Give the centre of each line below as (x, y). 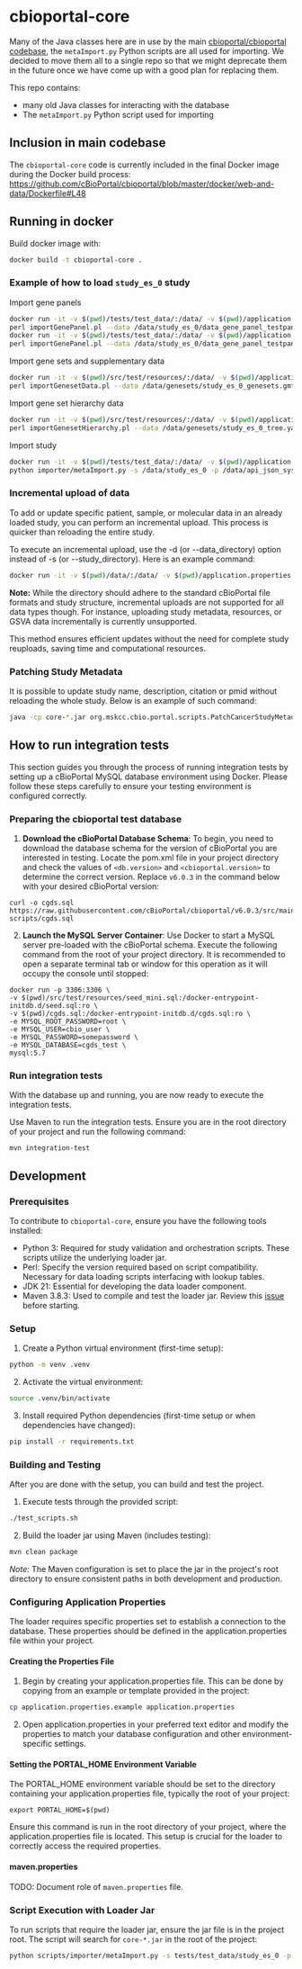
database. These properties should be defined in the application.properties (148, 1632)
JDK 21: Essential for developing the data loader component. (134, 1286)
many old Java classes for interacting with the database (126, 104)
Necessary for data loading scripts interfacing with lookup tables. (143, 1276)
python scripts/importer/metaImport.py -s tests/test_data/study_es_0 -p (151, 1956)
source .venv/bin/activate (60, 1398)
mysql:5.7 (28, 1053)
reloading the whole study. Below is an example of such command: (133, 700)
